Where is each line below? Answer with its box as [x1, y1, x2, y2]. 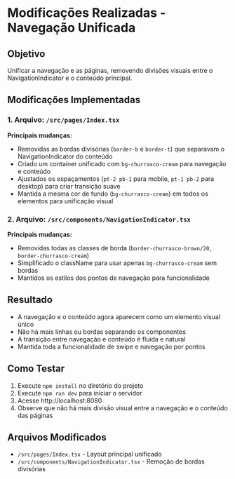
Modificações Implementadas [7, 94, 141, 106]
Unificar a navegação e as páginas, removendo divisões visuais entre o [7, 67, 213, 74]
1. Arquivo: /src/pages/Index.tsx [7, 115, 120, 125]
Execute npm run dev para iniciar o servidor [17, 389, 142, 397]
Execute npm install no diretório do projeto [17, 381, 144, 390]
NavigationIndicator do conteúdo [17, 152, 113, 161]
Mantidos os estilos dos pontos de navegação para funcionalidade [17, 274, 210, 282]
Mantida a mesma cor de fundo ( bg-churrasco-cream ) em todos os [17, 189, 208, 198]
